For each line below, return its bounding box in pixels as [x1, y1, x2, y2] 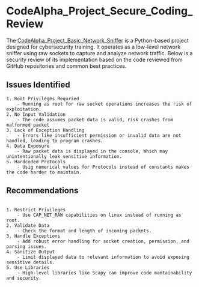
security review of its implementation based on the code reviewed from [6, 56, 183, 63]
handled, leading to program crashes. [6, 137, 103, 143]
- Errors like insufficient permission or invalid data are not [17, 132, 182, 139]
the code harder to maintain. [6, 169, 82, 175]
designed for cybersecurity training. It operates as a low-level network [6, 43, 181, 50]
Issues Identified [6, 80, 70, 90]
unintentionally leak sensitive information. [6, 153, 122, 160]
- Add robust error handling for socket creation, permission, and [17, 238, 189, 244]
